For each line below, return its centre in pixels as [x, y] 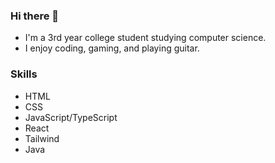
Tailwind [42, 138]
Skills [24, 74]
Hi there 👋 [35, 16]
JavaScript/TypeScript [71, 117]
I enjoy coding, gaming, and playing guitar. [112, 48]
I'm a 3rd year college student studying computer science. [145, 38]
